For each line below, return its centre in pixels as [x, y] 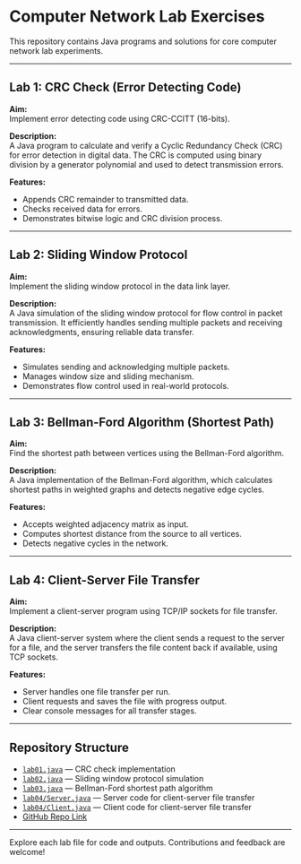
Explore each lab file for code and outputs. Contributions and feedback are [147, 842]
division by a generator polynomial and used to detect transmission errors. [146, 164]
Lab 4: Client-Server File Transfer [104, 580]
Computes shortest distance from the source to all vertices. [132, 534]
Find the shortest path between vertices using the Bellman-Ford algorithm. [147, 454]
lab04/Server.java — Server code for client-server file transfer [138, 798]
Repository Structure [69, 747]
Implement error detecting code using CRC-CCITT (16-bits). [120, 118]
